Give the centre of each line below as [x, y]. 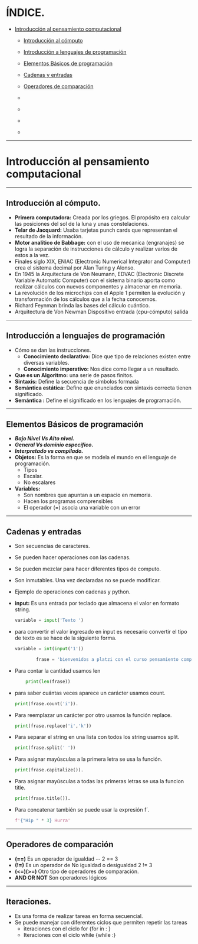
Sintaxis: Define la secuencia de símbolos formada [77, 381]
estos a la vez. [32, 255]
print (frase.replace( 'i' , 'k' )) [53, 726]
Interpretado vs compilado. [49, 451]
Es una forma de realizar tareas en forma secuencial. [79, 916]
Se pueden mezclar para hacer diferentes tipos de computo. [88, 569]
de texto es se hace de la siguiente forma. [65, 638]
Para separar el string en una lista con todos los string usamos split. [97, 737]
